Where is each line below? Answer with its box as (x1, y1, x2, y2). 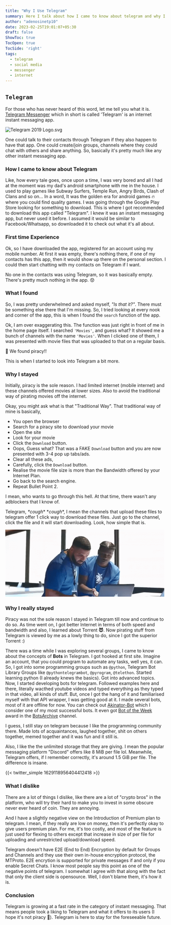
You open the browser (12, 419, 60, 425)
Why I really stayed (5, 605, 54, 612)
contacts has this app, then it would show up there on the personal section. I (5, 256, 166, 262)
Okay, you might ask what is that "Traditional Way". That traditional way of (5, 403, 161, 409)
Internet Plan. (12, 473, 41, 479)
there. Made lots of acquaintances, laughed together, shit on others (5, 728, 147, 735)
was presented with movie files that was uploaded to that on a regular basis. (5, 338, 166, 344)
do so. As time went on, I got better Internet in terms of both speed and (5, 622, 155, 628)
